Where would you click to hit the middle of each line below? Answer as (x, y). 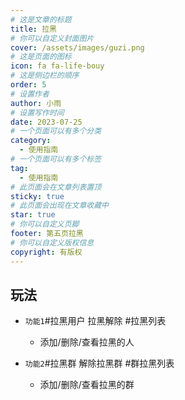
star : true (33, 215)
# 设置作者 (30, 94)
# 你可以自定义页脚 (45, 224)
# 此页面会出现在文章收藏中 (60, 206)
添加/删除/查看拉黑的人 (87, 342)
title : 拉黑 (33, 29)
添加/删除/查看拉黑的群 (87, 385)
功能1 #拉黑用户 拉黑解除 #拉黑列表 (95, 321)
